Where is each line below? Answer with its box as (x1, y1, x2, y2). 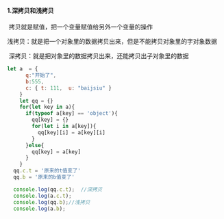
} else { (25, 142, 45, 149)
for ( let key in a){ (19, 103, 75, 111)
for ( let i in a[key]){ (32, 123, 97, 130)
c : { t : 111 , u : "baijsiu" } (25, 84, 112, 92)
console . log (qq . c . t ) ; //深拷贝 (13, 185, 103, 193)
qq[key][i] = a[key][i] (37, 129, 106, 136)
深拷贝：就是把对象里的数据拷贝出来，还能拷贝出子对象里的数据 (8, 52, 189, 60)
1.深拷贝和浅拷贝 (7, 6, 54, 14)
